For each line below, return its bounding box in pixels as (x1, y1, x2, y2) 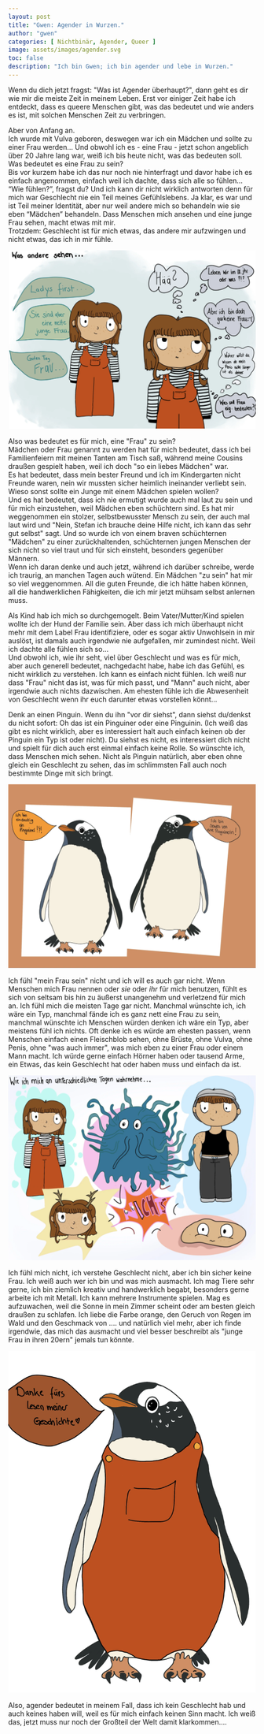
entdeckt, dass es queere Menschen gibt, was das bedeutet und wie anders (8, 102, 254, 111)
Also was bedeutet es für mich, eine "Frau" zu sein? (8, 436, 176, 445)
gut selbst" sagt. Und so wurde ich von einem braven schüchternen (8, 528, 227, 538)
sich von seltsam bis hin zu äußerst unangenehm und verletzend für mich (8, 993, 246, 1003)
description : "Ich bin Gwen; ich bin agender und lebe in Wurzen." (8, 63, 234, 71)
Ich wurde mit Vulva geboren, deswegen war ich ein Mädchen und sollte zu (8, 134, 253, 143)
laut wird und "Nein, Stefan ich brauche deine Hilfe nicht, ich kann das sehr (8, 520, 251, 530)
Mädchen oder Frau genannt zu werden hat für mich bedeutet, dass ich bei (8, 445, 251, 454)
